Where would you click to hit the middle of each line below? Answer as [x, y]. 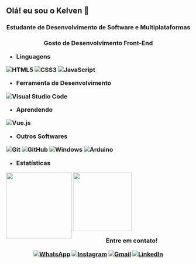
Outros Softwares [42, 136]
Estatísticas [33, 163]
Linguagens [33, 56]
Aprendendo [35, 110]
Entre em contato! [132, 241]
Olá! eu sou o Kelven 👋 [48, 11]
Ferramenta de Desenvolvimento [64, 83]
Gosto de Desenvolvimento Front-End [98, 43]
